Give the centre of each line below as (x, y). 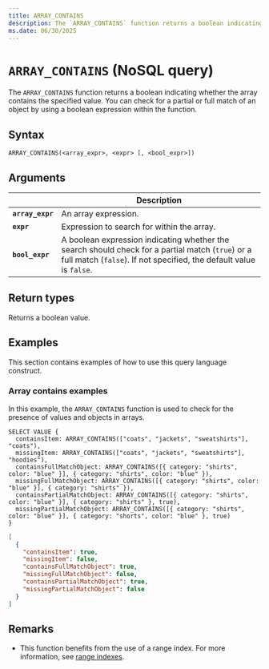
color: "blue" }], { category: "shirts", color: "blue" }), (111, 474)
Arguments (37, 177)
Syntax (26, 134)
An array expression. (100, 213)
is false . (77, 269)
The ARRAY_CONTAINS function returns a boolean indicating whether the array (133, 92)
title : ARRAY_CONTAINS (46, 16)
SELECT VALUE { (34, 432)
